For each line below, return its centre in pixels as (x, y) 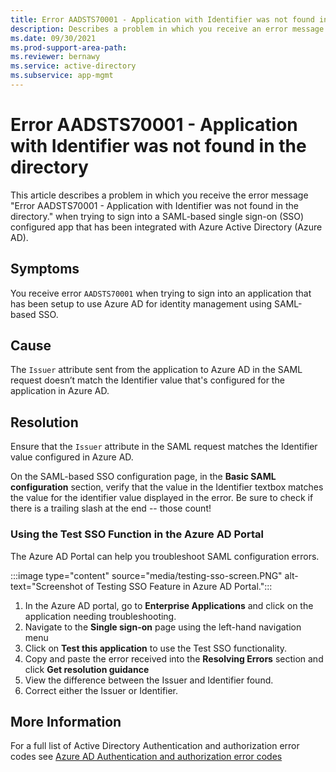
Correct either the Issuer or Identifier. (101, 690)
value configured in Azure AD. (72, 457)
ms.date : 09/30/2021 (53, 38)
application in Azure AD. (60, 391)
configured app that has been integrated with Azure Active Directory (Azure (166, 227)
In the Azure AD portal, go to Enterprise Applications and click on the (169, 605)
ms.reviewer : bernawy (55, 57)
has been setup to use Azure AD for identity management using (141, 303)
